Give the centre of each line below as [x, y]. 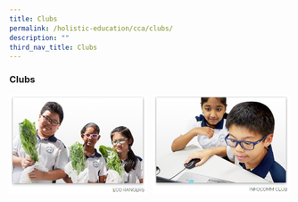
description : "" [39, 38]
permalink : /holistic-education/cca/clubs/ [91, 28]
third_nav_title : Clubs [54, 47]
